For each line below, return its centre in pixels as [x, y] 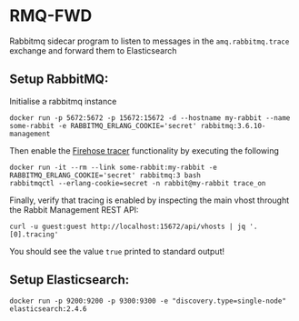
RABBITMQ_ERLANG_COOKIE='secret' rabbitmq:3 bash [105, 175]
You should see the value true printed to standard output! [117, 251]
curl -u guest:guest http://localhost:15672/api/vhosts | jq [128, 226]
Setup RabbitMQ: [59, 80]
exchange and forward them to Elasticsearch [93, 50]
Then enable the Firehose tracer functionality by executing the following [145, 150]
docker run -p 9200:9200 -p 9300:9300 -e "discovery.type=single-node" [148, 301]
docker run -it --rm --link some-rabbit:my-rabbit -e [114, 167]
